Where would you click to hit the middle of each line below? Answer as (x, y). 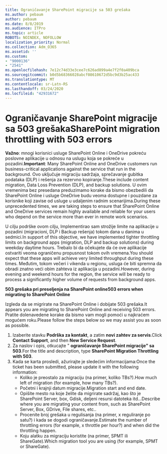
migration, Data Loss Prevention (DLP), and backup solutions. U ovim (76, 185)
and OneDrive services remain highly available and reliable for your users (80, 212)
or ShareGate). (35, 447)
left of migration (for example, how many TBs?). (69, 383)
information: (25, 372)
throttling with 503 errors (59, 139)
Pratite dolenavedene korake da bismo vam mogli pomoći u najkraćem (77, 315)
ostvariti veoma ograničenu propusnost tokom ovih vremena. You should (79, 253)
